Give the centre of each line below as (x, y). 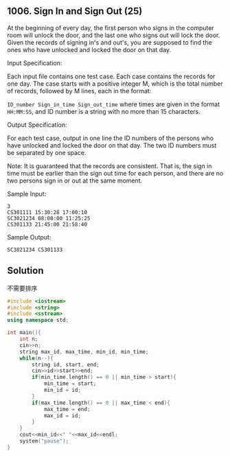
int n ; (29, 339)
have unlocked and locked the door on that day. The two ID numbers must (112, 145)
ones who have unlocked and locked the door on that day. (89, 49)
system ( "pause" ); (44, 441)
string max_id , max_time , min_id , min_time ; (84, 352)
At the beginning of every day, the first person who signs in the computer (111, 27)
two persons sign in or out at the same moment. (75, 180)
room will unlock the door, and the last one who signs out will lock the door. (114, 35)
